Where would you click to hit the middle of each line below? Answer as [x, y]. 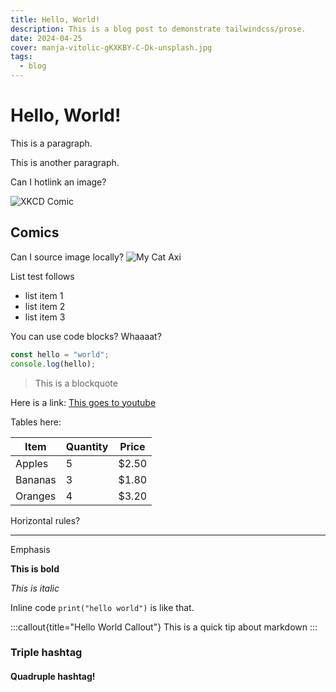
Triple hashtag [46, 653]
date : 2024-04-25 [46, 38]
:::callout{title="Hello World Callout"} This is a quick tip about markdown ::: [164, 627]
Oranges [36, 496]
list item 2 [45, 306]
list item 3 [45, 317]
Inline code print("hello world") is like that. [102, 607]
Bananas [36, 479]
